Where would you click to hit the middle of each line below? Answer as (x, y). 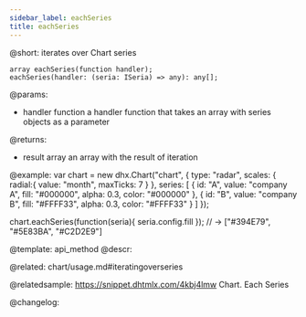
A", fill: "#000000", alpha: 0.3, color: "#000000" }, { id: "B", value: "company (153, 194)
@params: (29, 94)
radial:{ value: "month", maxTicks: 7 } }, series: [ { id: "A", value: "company (148, 185)
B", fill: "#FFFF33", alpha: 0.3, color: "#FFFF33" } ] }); (110, 204)
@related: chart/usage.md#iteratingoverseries (96, 267)
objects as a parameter (66, 122)
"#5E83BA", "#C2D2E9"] (56, 231)
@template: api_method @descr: (71, 248)
